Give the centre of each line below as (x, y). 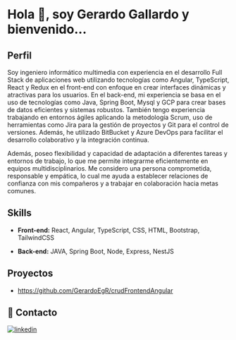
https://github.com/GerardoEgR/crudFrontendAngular (95, 290)
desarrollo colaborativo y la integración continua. (78, 140)
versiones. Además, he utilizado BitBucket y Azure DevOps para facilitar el (115, 132)
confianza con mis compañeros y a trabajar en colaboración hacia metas (113, 183)
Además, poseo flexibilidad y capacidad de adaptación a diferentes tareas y (117, 153)
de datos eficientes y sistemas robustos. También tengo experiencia (106, 110)
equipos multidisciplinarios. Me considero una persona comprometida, (110, 168)
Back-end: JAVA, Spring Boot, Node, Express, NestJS (96, 251)
